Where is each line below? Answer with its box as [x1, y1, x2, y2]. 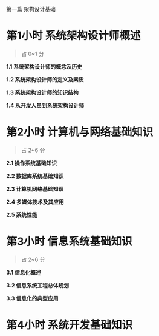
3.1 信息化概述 [6, 269, 41, 276]
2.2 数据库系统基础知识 [6, 172, 64, 179]
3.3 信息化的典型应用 [6, 294, 59, 302]
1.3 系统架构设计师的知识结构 [6, 89, 79, 96]
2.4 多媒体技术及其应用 [6, 198, 65, 205]
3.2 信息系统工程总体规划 [6, 281, 70, 289]
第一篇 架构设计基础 [6, 5, 56, 12]
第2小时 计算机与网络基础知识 [6, 125, 154, 139]
